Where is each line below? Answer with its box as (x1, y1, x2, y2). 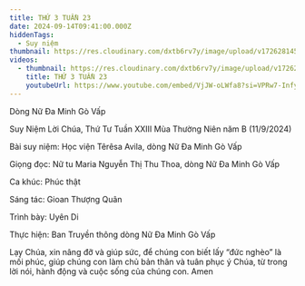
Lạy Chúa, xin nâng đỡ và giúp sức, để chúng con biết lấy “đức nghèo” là (9, 246, 282, 257)
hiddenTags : (9, 30, 54, 39)
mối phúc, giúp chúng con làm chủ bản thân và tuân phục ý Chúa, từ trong (9, 256, 288, 267)
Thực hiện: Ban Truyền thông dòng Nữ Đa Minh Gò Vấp (9, 229, 216, 240)
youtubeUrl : (25, 81, 71, 90)
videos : (9, 55, 39, 64)
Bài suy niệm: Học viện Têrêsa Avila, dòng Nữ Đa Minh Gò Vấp (9, 141, 242, 152)
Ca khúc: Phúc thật (9, 176, 81, 187)
